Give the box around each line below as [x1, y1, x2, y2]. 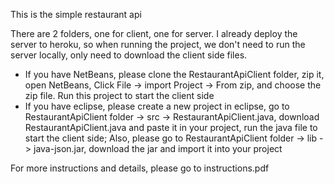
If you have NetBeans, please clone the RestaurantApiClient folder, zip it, [24, 69, 325, 80]
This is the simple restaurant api [10, 9, 142, 20]
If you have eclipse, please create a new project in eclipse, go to [24, 100, 290, 112]
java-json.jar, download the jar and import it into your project [33, 143, 283, 154]
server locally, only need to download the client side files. [10, 49, 248, 61]
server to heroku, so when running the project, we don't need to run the [10, 39, 306, 50]
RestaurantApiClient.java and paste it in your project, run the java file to [24, 122, 318, 133]
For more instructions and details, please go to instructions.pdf [10, 162, 270, 174]
